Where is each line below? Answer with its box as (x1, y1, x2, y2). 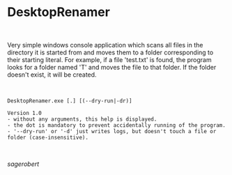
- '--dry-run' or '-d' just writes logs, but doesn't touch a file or (7, 128, 217, 135)
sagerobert (7, 160, 40, 168)
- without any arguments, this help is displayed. (7, 116, 157, 123)
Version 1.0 (7, 109, 42, 116)
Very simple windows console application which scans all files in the (7, 40, 203, 49)
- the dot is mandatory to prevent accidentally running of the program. (7, 121, 226, 129)
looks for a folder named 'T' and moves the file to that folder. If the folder (7, 63, 217, 71)
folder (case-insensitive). (7, 134, 89, 141)
